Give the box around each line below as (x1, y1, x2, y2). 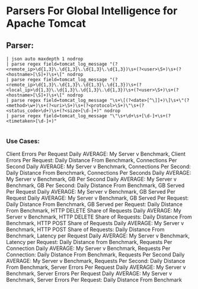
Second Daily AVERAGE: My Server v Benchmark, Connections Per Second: (6, 163, 191, 170)
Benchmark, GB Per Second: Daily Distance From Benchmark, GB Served (6, 182, 185, 189)
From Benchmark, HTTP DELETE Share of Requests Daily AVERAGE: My (6, 207, 182, 214)
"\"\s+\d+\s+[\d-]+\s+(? (109, 113, 171, 119)
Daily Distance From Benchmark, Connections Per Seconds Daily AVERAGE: (6, 169, 191, 176)
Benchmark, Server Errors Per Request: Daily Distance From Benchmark (6, 277, 182, 284)
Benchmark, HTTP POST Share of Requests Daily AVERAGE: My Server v (6, 220, 184, 227)
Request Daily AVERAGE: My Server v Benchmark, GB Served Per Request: (6, 194, 189, 202)
